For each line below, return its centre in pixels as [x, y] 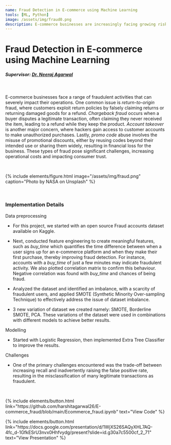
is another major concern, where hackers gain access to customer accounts [85, 130]
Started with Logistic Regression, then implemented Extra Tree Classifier [89, 340]
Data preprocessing [26, 216]
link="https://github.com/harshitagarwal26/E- [53, 406]
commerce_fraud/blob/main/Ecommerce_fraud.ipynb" [62, 411]
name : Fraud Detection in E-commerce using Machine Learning [72, 10]
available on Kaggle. [34, 231]
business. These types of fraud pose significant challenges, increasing [79, 151]
